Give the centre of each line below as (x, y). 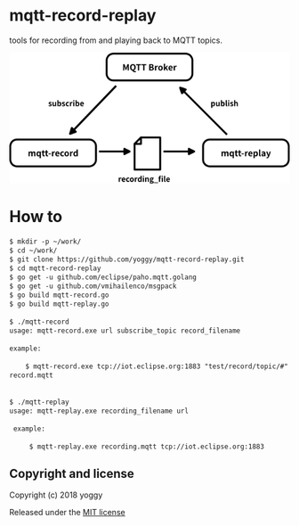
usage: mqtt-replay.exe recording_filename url (99, 411)
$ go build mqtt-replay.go (59, 304)
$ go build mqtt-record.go (59, 295)
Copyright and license (72, 473)
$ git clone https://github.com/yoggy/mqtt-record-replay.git (127, 259)
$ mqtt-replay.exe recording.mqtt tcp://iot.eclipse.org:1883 (147, 447)
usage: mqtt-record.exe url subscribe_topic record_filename (125, 331)
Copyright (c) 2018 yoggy (56, 495)
